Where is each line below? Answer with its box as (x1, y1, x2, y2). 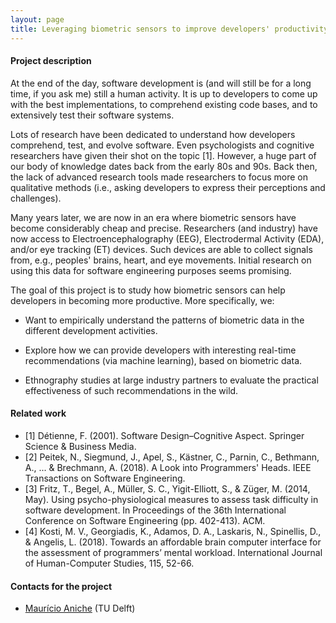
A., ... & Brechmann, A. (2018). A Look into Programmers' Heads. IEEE (24, 461, 312, 473)
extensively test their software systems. (10, 109, 175, 121)
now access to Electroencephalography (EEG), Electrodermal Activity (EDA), (10, 232, 325, 245)
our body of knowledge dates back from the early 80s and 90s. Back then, (10, 160, 318, 172)
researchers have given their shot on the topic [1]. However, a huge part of (10, 149, 317, 161)
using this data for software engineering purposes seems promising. (10, 264, 292, 276)
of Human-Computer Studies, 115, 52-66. (24, 557, 195, 569)
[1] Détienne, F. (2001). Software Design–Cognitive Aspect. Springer (24, 429, 305, 441)
